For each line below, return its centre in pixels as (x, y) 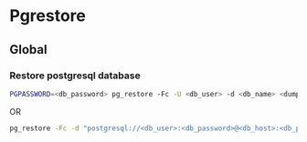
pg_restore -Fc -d (44, 128)
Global (28, 50)
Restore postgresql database (75, 76)
